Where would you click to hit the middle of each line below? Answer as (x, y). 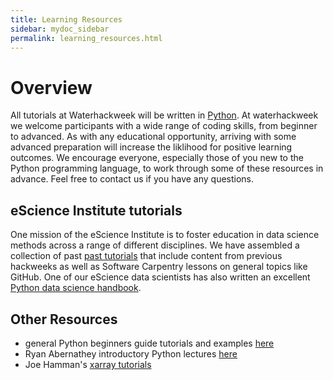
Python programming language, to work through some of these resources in (167, 168)
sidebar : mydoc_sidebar (60, 29)
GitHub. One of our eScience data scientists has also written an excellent (160, 277)
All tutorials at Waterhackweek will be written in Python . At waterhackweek (164, 115)
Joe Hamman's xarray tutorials (88, 364)
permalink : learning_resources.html (86, 38)
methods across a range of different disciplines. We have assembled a (155, 245)
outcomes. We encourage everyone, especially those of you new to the (157, 158)
